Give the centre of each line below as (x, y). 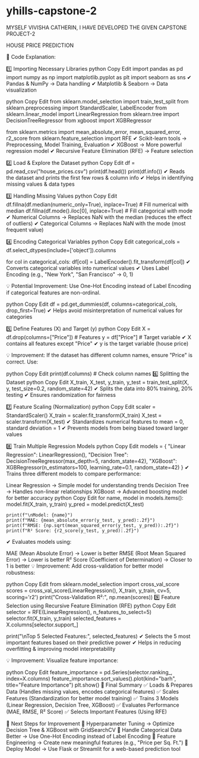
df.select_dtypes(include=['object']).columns (61, 250)
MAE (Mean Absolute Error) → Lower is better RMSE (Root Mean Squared (96, 553)
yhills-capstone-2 (51, 11)
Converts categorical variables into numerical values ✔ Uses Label (88, 268)
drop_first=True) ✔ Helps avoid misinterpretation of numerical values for (94, 310)
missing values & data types (41, 184)
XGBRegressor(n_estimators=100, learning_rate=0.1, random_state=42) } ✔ (98, 467)
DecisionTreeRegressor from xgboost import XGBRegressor (79, 120)
